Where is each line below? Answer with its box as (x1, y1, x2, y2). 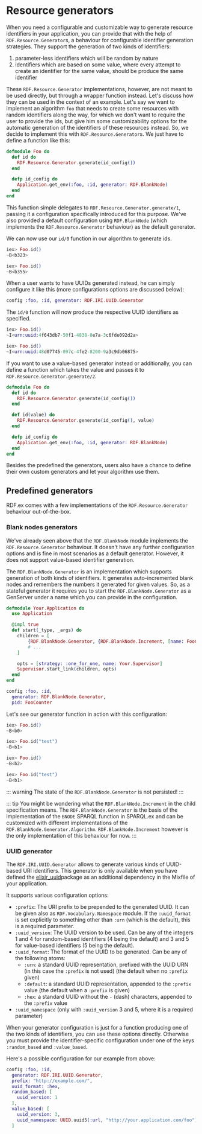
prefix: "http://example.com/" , (11, 1078, 93, 1084)
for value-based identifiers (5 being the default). (14, 941, 135, 949)
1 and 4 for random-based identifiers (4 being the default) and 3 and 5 (14, 935, 189, 942)
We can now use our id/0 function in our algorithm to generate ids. (6, 235, 173, 242)
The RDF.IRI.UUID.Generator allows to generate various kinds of (6, 861, 165, 868)
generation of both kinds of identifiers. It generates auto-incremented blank (6, 574, 194, 581)
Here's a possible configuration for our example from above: (6, 1054, 156, 1062)
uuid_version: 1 (17, 1095, 58, 1101)
